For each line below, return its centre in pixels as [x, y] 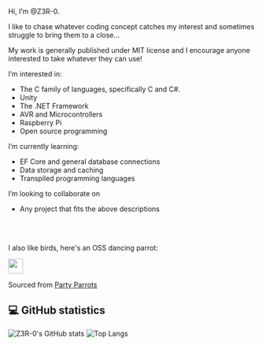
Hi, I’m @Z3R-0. [34, 11]
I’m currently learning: [44, 146]
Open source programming [63, 131]
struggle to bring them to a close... [64, 35]
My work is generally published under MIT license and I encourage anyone [129, 50]
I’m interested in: [35, 74]
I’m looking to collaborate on [54, 193]
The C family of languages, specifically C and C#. [100, 89]
